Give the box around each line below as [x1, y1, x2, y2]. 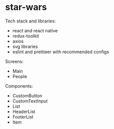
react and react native [12, 27, 58, 33]
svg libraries [12, 43, 38, 49]
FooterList [12, 114, 33, 120]
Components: [5, 83, 33, 89]
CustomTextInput [12, 98, 48, 104]
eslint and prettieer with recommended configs [12, 49, 109, 55]
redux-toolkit [12, 33, 39, 39]
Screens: [5, 58, 24, 64]
